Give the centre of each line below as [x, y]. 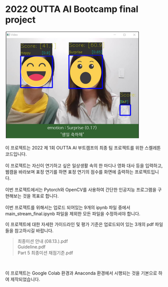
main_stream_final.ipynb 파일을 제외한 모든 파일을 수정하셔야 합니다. [73, 213]
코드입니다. [16, 154]
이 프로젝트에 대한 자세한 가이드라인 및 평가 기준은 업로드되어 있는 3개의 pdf [79, 224]
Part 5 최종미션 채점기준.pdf [45, 252]
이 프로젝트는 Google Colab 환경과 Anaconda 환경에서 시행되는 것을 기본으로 [81, 273]
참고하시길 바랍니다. [34, 230]
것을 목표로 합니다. [41, 195]
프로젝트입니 [147, 171]
